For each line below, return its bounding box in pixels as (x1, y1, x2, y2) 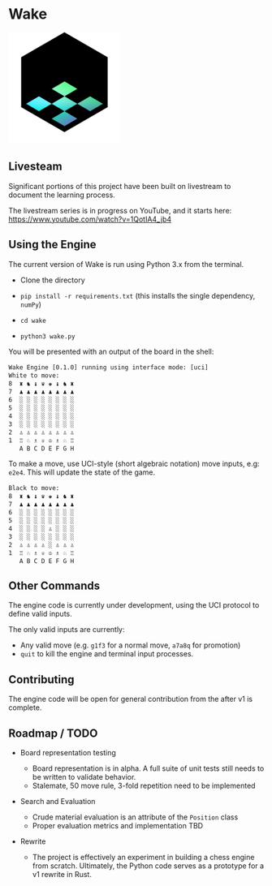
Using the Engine (8, 238, 97, 252)
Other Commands (8, 578, 101, 592)
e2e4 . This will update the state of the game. (8, 467, 156, 477)
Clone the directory (19, 275, 85, 285)
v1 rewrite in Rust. (32, 870, 92, 879)
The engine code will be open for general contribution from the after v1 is (8, 695, 253, 704)
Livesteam (8, 160, 63, 174)
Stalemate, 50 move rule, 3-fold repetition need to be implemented (32, 781, 256, 790)
